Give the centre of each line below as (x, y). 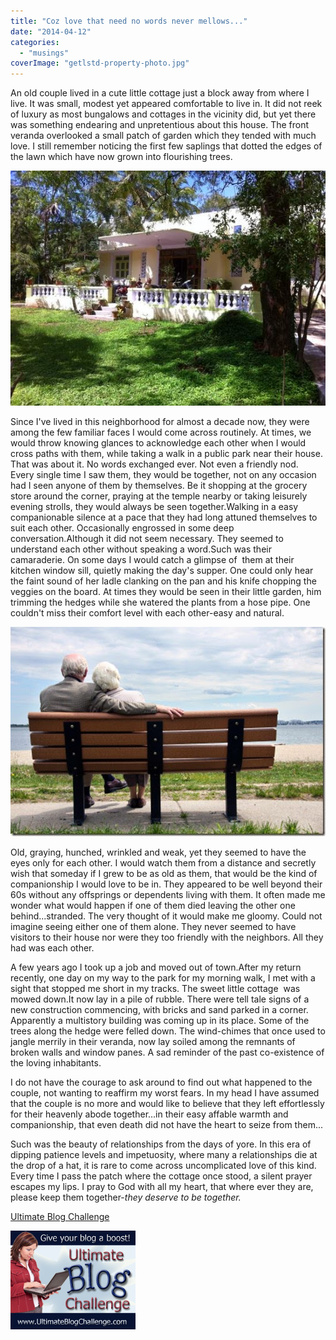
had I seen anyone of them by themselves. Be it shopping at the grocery (159, 485)
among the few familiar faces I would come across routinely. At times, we (161, 432)
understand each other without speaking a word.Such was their (141, 549)
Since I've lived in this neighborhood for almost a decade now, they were (160, 421)
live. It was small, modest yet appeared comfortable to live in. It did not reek (166, 104)
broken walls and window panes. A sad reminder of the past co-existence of (167, 1052)
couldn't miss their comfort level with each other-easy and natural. (147, 612)
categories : (35, 42)
